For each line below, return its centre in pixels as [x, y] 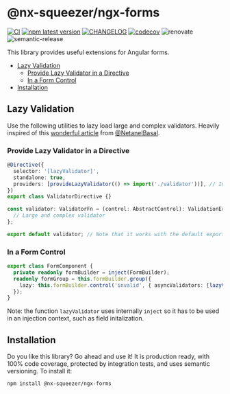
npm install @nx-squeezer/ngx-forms [59, 384]
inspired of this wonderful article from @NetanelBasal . [84, 132]
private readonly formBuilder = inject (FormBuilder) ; [91, 273]
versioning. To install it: [40, 371]
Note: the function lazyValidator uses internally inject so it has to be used [113, 311]
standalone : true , [40, 177]
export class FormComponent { [50, 266]
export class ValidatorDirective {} [59, 197]
